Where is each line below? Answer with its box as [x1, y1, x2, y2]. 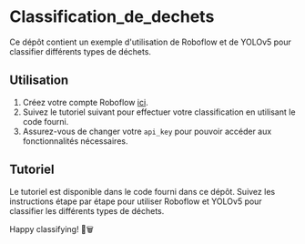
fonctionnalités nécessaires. [22, 135, 128, 147]
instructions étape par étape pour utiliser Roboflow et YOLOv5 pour [9, 196, 262, 207]
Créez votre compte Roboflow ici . [22, 97, 148, 107]
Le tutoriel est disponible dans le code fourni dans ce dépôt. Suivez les [9, 186, 276, 197]
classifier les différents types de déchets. [9, 205, 165, 216]
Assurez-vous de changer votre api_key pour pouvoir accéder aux [22, 126, 272, 137]
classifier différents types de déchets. [9, 46, 152, 56]
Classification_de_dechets [9, 6, 215, 27]
